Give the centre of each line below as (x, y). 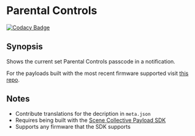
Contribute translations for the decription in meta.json (83, 113)
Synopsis (25, 47)
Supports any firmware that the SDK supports (73, 126)
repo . (13, 79)
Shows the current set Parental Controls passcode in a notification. (91, 61)
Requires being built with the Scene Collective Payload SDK (90, 120)
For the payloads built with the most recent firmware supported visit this (97, 73)
